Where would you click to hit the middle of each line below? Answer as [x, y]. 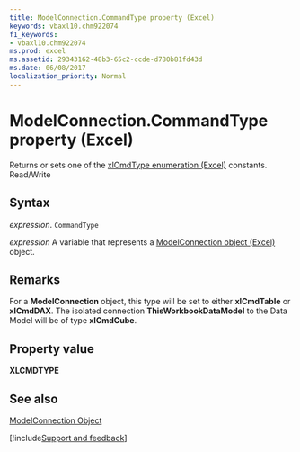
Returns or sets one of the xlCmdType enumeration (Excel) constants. [138, 165]
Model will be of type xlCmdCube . [73, 321]
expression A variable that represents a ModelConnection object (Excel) [142, 242]
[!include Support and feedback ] [68, 438]
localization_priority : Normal [68, 77]
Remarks [35, 280]
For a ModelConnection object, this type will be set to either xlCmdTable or [150, 302]
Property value [52, 349]
